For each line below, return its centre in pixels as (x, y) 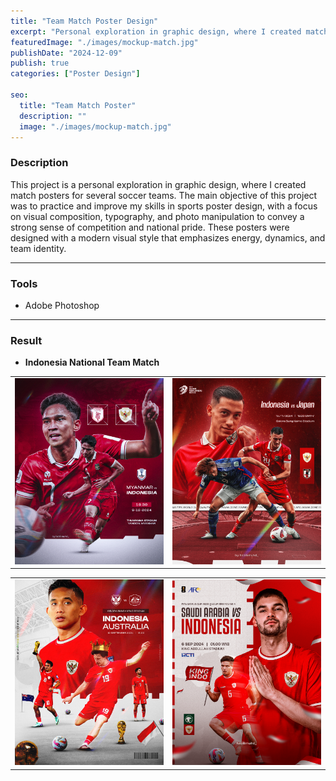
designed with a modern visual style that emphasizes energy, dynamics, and (168, 237)
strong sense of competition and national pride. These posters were (150, 227)
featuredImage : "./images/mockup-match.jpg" (104, 42)
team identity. (38, 248)
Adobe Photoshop (62, 305)
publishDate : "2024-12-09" (66, 53)
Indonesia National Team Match (92, 362)
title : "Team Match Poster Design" (84, 21)
